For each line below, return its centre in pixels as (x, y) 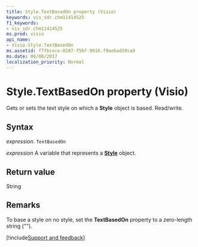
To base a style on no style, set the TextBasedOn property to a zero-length (99, 219)
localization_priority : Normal (45, 62)
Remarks (23, 205)
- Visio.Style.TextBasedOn (40, 46)
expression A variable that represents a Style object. (71, 153)
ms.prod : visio (25, 34)
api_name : (19, 40)
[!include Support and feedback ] (46, 237)
